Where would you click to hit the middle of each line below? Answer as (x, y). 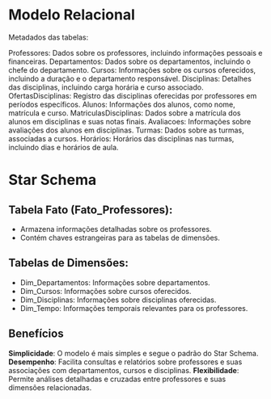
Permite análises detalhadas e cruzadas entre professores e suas (117, 379)
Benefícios (36, 334)
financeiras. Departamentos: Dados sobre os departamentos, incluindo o (129, 61)
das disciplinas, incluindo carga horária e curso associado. (106, 87)
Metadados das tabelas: (49, 37)
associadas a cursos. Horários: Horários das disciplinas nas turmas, (121, 138)
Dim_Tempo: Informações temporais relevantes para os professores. (134, 308)
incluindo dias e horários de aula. (64, 147)
